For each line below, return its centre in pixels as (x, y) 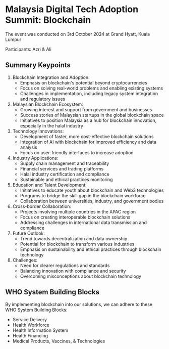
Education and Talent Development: (49, 185)
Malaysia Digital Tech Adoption (72, 9)
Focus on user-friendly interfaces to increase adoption (77, 152)
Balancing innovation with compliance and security (73, 271)
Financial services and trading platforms (62, 168)
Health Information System (40, 330)
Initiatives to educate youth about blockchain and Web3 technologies (92, 190)
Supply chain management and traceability (65, 163)
